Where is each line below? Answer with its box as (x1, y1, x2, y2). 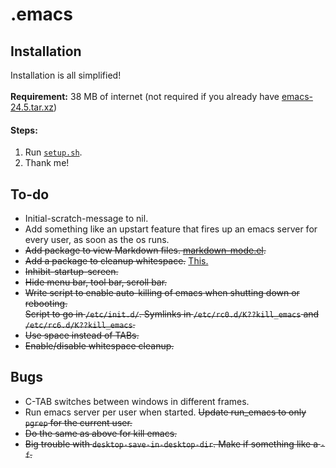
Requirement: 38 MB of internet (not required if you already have (10, 91, 280, 102)
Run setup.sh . (24, 146, 83, 158)
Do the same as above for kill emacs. (24, 427, 178, 439)
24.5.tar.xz (10, 101, 55, 113)
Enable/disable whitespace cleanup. (24, 340, 175, 352)
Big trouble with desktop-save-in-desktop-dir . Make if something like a (24, 438, 318, 450)
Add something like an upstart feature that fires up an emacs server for (24, 223, 318, 235)
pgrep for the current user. (24, 416, 133, 428)
